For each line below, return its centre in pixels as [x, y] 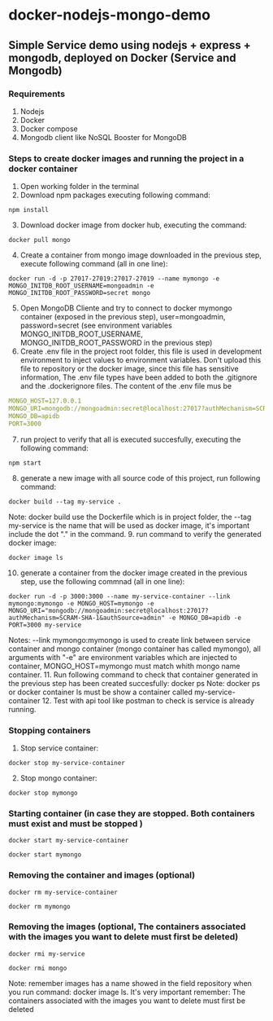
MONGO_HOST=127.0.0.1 [45, 401]
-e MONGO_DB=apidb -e [205, 618]
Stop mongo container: [58, 778]
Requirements [37, 94]
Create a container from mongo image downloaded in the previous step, [141, 255]
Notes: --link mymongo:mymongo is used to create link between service [130, 640]
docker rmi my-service [47, 954]
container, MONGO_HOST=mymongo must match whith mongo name [124, 666]
